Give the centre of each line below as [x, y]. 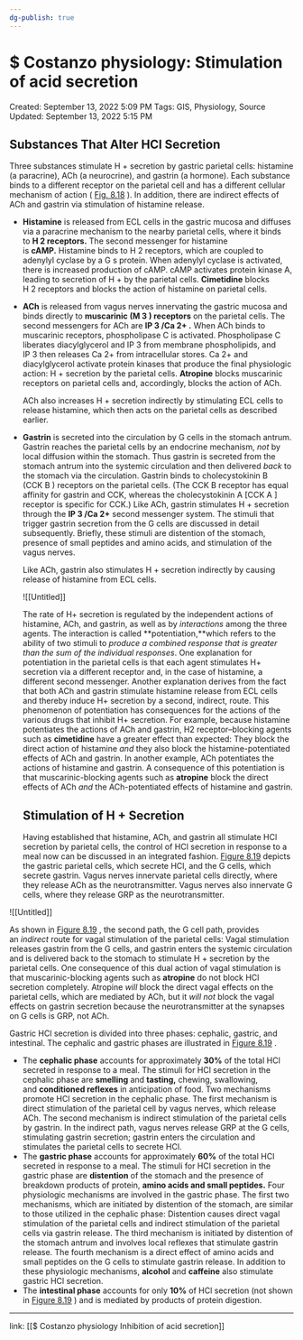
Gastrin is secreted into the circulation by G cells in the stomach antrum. [157, 438]
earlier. [35, 420]
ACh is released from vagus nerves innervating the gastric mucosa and [155, 307]
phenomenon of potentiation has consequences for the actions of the [151, 710]
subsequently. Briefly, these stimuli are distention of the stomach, [144, 533]
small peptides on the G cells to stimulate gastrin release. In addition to [154, 1262]
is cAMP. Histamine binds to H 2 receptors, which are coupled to [143, 251]
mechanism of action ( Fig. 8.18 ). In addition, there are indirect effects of [144, 195]
